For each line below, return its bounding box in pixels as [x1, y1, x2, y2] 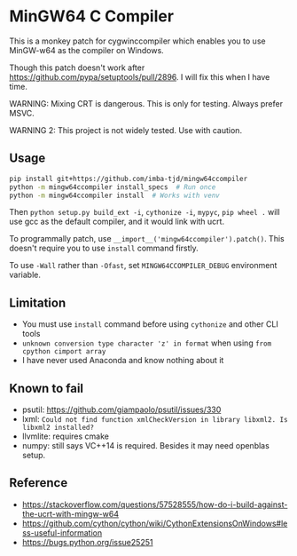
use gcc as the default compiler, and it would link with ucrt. [9, 216, 224, 227]
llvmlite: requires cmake [21, 431, 109, 441]
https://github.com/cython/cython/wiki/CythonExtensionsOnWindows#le [21, 518, 288, 528]
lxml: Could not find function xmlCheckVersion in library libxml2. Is [21, 414, 288, 424]
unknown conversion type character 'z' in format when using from [21, 338, 272, 348]
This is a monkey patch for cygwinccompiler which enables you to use [9, 36, 266, 46]
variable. [9, 269, 42, 281]
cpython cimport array [21, 347, 106, 356]
